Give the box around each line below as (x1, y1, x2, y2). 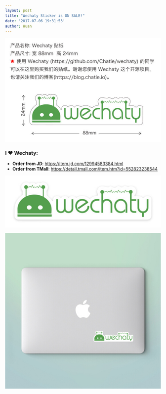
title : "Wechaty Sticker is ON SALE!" (5, 13, 85, 18)
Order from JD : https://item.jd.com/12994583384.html (12, 161, 124, 167)
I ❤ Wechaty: (5, 149, 38, 156)
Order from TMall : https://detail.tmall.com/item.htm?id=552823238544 (12, 166, 158, 172)
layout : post (5, 8, 32, 13)
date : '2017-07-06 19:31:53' (5, 18, 65, 23)
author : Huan (5, 24, 32, 29)
